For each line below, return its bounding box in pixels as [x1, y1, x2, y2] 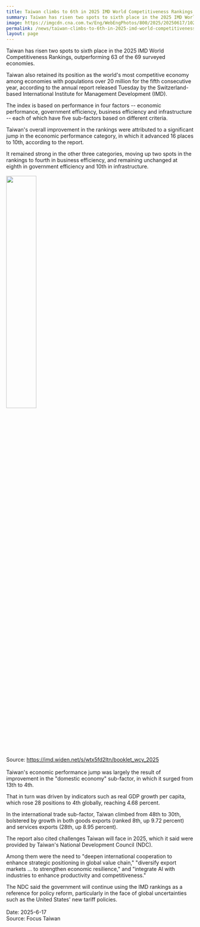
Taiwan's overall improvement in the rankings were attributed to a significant [6, 126, 193, 133]
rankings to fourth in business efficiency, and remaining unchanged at [6, 157, 178, 164]
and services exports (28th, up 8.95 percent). [6, 823, 118, 831]
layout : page [6, 31, 39, 37]
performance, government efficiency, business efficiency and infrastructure [6, 108, 192, 116]
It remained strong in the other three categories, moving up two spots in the [6, 150, 192, 158]
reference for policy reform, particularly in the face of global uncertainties [6, 889, 187, 897]
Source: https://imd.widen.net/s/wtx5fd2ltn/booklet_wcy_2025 [6, 756, 160, 763]
